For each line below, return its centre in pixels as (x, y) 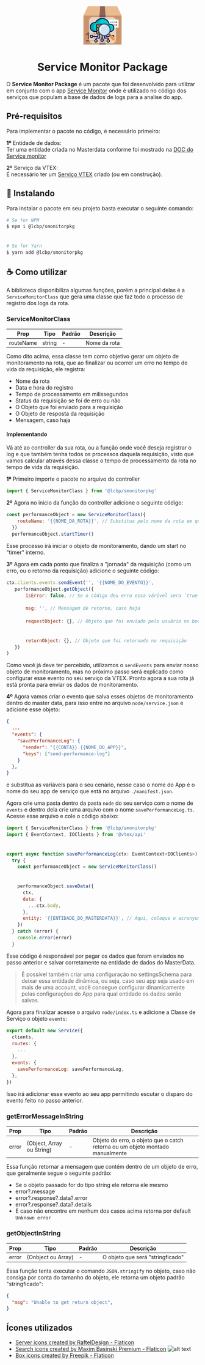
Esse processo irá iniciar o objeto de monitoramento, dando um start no (96, 546)
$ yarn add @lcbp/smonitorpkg (45, 252)
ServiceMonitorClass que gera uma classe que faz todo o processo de (95, 297)
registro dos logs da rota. (38, 303)
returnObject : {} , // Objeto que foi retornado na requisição (106, 641)
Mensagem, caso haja (43, 420)
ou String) (39, 1150)
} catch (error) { (35, 931)
